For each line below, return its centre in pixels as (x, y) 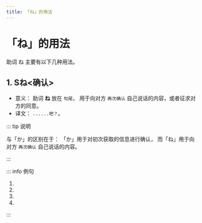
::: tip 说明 (19, 126)
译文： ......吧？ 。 (39, 113)
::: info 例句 (20, 171)
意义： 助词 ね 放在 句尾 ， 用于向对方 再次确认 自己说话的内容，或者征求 (103, 98)
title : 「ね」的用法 (29, 12)
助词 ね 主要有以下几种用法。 (42, 62)
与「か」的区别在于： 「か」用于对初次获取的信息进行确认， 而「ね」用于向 (100, 139)
